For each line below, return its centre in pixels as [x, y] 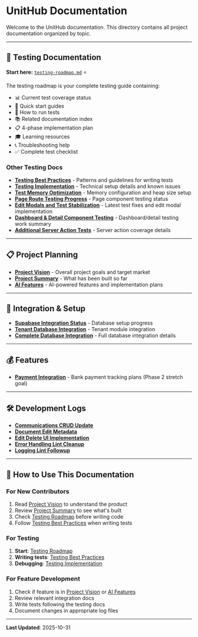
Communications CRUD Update [54, 425]
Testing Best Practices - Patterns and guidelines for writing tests [94, 180]
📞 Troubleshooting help [42, 145]
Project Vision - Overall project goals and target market [82, 272]
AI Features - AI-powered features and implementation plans [89, 285]
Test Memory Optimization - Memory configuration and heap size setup [103, 193]
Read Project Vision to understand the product [71, 504]
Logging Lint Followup [42, 450]
